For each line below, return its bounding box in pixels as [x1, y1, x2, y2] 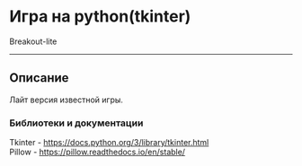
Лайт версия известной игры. [9, 94, 124, 105]
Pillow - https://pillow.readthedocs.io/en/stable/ [9, 146, 186, 158]
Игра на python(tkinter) [9, 6, 191, 27]
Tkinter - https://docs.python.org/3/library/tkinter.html [9, 137, 209, 148]
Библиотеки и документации [9, 117, 144, 129]
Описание [9, 70, 69, 86]
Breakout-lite [9, 36, 58, 47]
